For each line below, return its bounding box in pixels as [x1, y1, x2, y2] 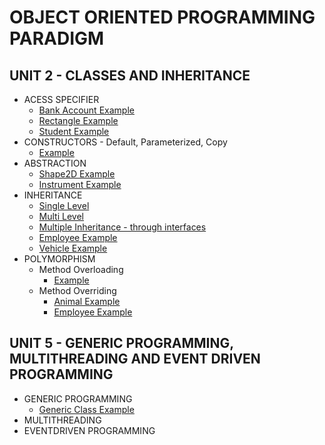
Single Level [38, 200, 90, 211]
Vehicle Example [38, 242, 108, 254]
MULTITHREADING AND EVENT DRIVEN [9, 351, 261, 368]
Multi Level [38, 211, 84, 222]
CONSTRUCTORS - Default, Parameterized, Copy [23, 136, 228, 148]
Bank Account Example [38, 104, 135, 116]
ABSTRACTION [23, 157, 87, 169]
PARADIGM [9, 27, 105, 50]
